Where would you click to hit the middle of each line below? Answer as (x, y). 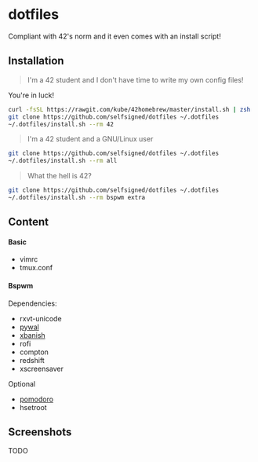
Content (29, 222)
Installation (36, 61)
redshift (32, 360)
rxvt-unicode (40, 318)
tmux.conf (36, 268)
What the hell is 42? (59, 176)
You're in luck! (31, 95)
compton (34, 352)
